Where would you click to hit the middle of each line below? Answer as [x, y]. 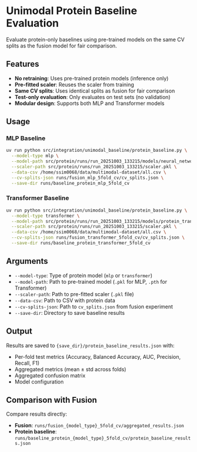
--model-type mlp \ [35, 156]
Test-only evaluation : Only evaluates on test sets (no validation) [92, 97]
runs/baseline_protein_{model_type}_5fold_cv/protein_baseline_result [103, 439]
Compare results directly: [37, 414]
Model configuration [39, 382]
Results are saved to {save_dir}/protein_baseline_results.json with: [90, 345]
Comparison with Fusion [52, 400]
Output [19, 332]
